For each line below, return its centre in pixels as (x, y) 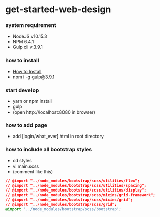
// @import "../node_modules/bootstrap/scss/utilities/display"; (76, 190)
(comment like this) (33, 171)
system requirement (31, 25)
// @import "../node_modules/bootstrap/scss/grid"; (61, 205)
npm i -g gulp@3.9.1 (34, 77)
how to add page (26, 125)
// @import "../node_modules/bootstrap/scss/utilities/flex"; (72, 181)
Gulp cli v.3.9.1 (28, 47)
